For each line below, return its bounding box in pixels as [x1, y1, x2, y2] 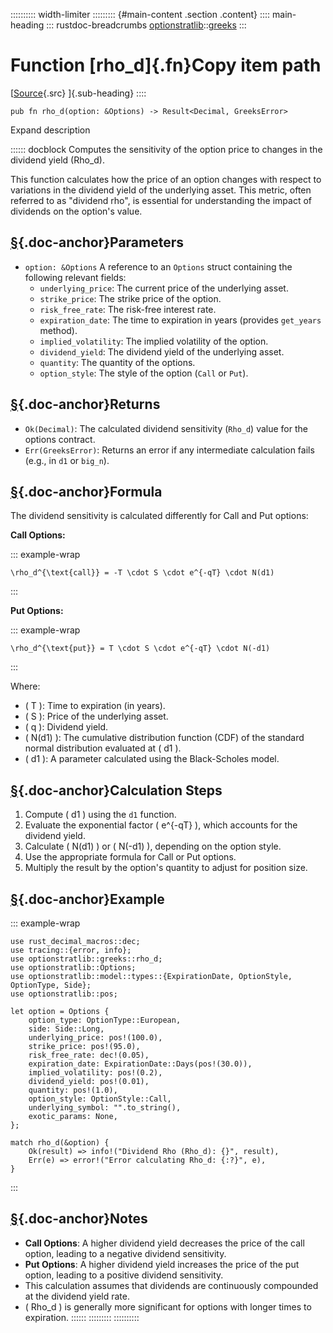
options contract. [24, 433, 96, 445]
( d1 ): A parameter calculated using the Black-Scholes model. [24, 753, 280, 765]
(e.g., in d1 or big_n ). [24, 454, 110, 466]
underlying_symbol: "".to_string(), [28, 1103, 182, 1113]
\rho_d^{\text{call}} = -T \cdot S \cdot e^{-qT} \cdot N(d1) [10, 568, 275, 578]
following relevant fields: [24, 271, 127, 283]
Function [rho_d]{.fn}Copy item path [10, 54, 322, 77]
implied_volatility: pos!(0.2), [28, 1068, 163, 1078]
